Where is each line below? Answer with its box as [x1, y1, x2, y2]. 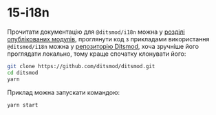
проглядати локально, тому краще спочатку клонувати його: [7, 50, 186, 58]
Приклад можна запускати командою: [7, 88, 120, 96]
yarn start [7, 101, 39, 108]
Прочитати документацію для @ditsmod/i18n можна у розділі [7, 28, 185, 36]
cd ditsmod [7, 69, 39, 76]
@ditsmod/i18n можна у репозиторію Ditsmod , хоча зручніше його [7, 42, 199, 50]
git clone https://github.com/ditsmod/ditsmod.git [7, 63, 155, 70]
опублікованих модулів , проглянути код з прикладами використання [7, 34, 210, 43]
